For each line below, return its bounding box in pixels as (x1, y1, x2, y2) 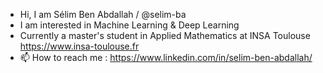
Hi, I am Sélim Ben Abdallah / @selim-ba (19, 9, 187, 20)
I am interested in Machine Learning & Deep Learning (19, 19, 240, 31)
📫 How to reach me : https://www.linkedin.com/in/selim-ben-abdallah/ (19, 52, 313, 63)
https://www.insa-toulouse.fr (19, 40, 140, 52)
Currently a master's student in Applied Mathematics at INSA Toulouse (19, 30, 311, 41)
